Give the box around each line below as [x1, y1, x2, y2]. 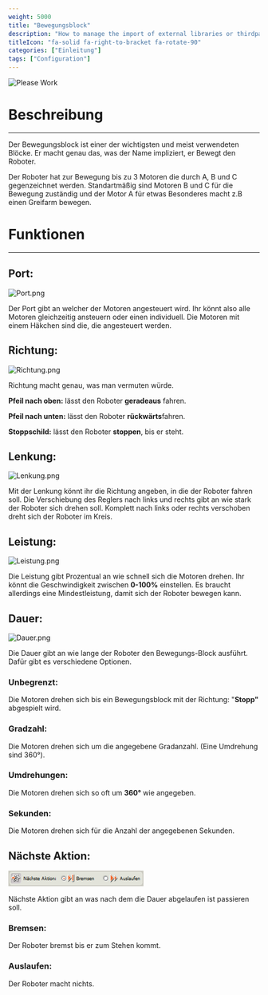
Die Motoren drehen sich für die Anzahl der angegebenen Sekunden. [8, 826, 235, 835]
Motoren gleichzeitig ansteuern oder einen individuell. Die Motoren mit [8, 312, 240, 322]
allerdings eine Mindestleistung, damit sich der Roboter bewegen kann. [8, 589, 242, 598]
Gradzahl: [8, 723, 48, 734]
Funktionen [8, 226, 85, 243]
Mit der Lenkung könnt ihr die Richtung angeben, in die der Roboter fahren [8, 487, 253, 496]
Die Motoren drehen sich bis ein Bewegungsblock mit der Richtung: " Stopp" [8, 695, 259, 705]
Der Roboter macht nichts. [8, 978, 95, 989]
